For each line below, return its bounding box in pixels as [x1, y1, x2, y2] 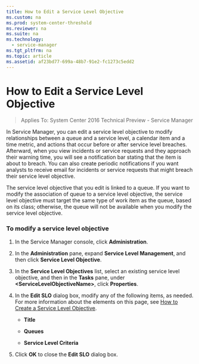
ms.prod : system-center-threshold [6, 20, 92, 26]
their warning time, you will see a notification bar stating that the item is [6, 153, 182, 161]
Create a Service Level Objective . [14, 304, 97, 311]
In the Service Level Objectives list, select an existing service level [14, 267, 180, 274]
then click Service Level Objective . [14, 256, 102, 263]
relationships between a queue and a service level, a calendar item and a [6, 135, 185, 142]
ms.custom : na [6, 14, 42, 20]
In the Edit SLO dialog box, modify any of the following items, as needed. [14, 292, 194, 299]
